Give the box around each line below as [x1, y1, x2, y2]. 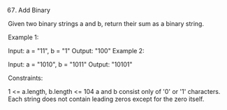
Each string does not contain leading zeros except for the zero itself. [8, 95, 205, 103]
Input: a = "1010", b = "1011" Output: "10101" [8, 60, 133, 69]
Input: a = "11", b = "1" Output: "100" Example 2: [8, 47, 145, 55]
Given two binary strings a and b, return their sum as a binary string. [8, 20, 205, 27]
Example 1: [8, 33, 39, 41]
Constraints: [8, 74, 43, 82]
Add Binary [17, 6, 51, 14]
